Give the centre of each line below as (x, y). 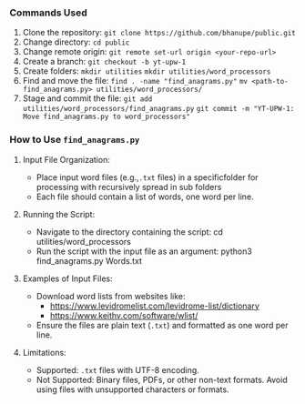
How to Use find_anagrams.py (75, 140)
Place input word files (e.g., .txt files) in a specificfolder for (147, 177)
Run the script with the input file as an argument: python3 (144, 251)
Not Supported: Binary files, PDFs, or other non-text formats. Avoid (162, 379)
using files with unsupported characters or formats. (132, 389)
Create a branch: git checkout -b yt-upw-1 (104, 62)
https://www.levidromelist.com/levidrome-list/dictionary (154, 306)
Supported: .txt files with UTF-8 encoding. (118, 369)
